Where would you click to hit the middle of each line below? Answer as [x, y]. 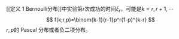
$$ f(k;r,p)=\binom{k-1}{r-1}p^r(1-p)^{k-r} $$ [101, 19]
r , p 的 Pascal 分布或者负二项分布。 [48, 29]
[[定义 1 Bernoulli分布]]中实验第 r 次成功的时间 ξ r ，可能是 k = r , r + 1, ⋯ [90, 10]
